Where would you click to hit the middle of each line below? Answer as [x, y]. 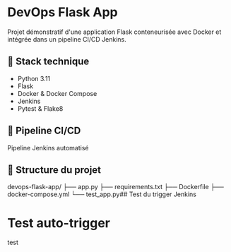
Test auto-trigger [59, 223]
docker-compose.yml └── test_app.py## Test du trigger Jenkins [102, 194]
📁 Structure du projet [54, 170]
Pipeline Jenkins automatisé [48, 148]
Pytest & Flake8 [40, 108]
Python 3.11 [34, 78]
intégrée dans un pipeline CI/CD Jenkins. [67, 39]
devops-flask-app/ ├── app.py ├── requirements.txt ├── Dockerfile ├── [115, 187]
